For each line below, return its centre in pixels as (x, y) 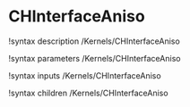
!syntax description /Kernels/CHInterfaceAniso (94, 41)
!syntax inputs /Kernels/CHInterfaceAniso (85, 75)
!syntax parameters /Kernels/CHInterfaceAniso (95, 58)
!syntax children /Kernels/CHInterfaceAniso (88, 93)
